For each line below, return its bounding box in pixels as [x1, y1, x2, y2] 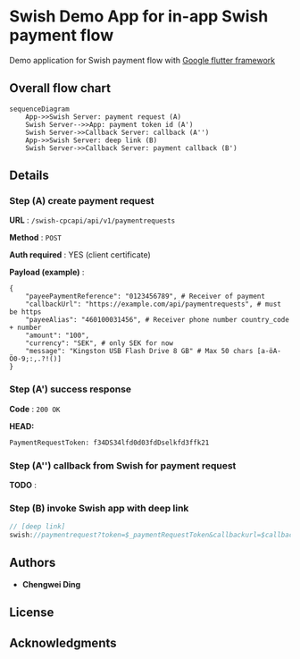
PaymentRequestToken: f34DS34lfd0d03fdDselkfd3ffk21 [9, 438, 210, 447]
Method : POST [9, 232, 62, 243]
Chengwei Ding [21, 579, 81, 589]
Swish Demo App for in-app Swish [9, 6, 269, 27]
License [9, 605, 54, 621]
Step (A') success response [9, 383, 132, 395]
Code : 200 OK [9, 403, 61, 414]
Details [9, 168, 49, 183]
